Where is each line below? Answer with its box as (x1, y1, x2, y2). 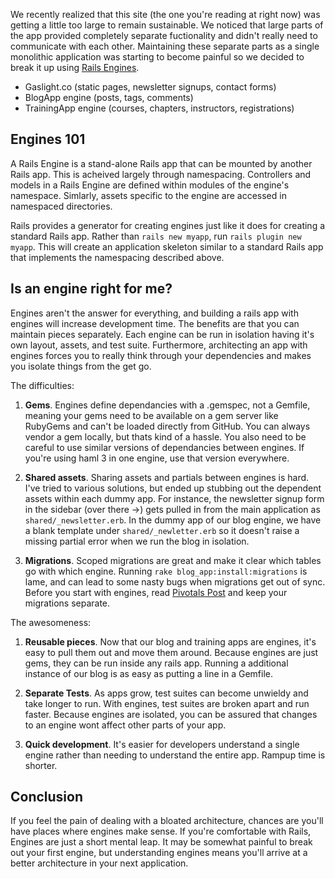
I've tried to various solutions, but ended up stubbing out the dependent (24, 482, 322, 494)
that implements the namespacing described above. (10, 251, 225, 263)
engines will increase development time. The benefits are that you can (10, 317, 300, 329)
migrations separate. (24, 597, 111, 609)
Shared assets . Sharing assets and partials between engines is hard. (24, 471, 310, 483)
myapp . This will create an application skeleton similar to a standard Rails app (10, 240, 324, 253)
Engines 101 (10, 131, 86, 148)
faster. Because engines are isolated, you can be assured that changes (24, 708, 318, 720)
